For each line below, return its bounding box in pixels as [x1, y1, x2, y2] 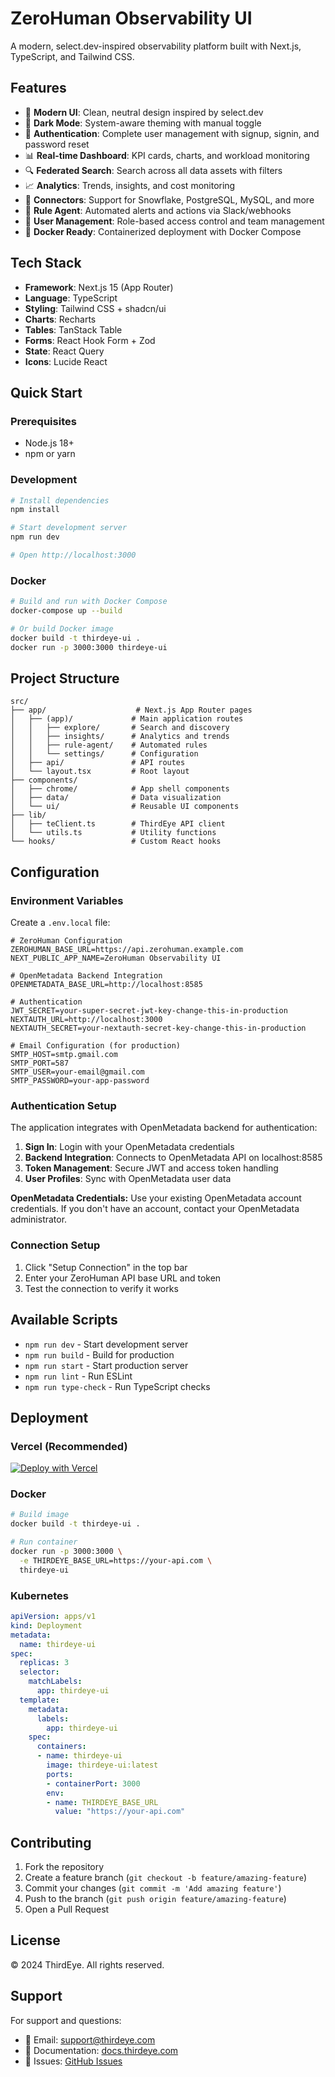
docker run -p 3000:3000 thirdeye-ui [10, 642, 168, 652]
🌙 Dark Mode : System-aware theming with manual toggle [24, 117, 262, 129]
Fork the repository [24, 1861, 105, 1873]
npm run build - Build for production [24, 1348, 175, 1361]
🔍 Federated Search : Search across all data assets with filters [24, 164, 283, 176]
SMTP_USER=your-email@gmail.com [10, 1067, 145, 1077]
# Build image [10, 1510, 70, 1520]
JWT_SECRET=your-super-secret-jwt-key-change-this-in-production [10, 1006, 288, 1016]
